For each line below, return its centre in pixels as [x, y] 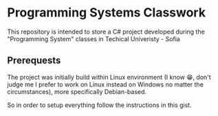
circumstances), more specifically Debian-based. [77, 91]
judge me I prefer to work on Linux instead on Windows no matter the [106, 84]
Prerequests [34, 61]
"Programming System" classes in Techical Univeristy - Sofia [94, 38]
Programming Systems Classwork [107, 13]
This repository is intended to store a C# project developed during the [106, 32]
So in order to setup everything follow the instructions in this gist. [99, 105]
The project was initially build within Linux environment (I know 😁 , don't [109, 77]
